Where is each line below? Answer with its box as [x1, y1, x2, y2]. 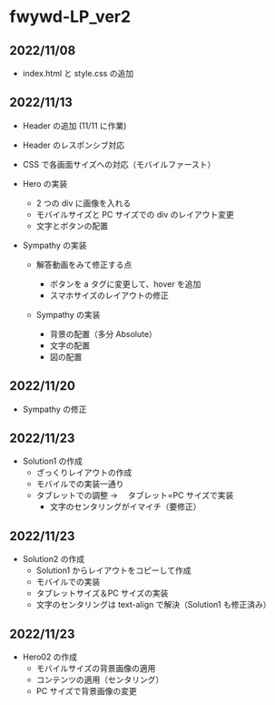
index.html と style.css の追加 [22, 68, 134, 78]
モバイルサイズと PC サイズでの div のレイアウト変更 [35, 209, 234, 220]
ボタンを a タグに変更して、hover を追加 [49, 278, 201, 289]
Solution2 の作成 [22, 554, 84, 565]
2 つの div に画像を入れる [35, 198, 132, 209]
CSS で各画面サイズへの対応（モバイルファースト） [22, 158, 216, 169]
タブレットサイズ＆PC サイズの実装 [35, 587, 169, 598]
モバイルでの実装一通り [35, 478, 124, 489]
